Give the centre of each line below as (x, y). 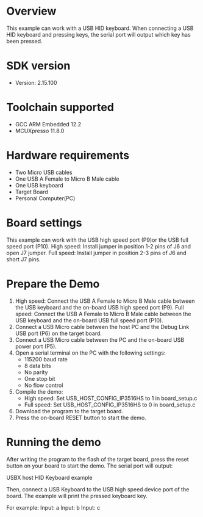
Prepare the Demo (53, 284)
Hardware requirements (68, 155)
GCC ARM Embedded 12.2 (48, 124)
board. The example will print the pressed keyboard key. (77, 496)
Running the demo (54, 442)
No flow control (44, 385)
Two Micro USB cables (44, 172)
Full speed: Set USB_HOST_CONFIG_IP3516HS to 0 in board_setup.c (110, 405)
